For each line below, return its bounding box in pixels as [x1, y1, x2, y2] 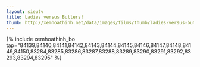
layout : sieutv [6, 8, 44, 15]
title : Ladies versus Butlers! [6, 14, 84, 20]
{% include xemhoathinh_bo [6, 36, 76, 43]
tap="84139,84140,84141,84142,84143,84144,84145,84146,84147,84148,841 [6, 42, 192, 49]
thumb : [6, 19, 23, 25]
